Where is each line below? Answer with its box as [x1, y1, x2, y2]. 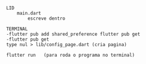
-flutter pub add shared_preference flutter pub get [6, 31, 141, 37]
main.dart [17, 10, 41, 16]
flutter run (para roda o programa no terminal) [6, 52, 135, 58]
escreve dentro [27, 16, 66, 22]
